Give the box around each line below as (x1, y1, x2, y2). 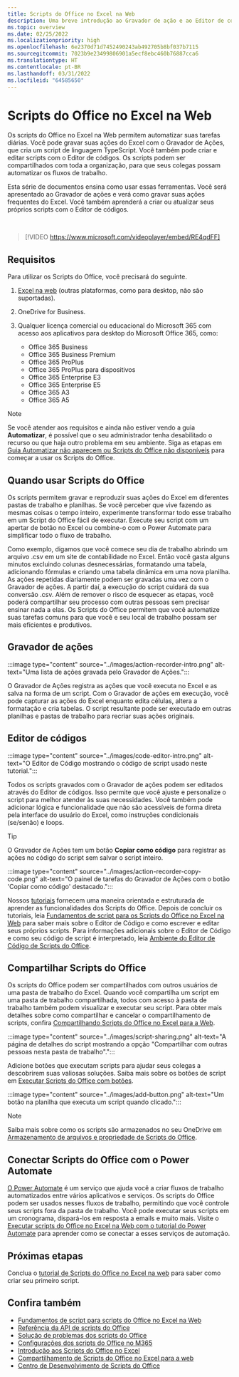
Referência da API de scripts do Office (17, 1323, 130, 1332)
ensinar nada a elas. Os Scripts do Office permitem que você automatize (7, 605, 221, 613)
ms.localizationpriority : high (7, 37, 100, 44)
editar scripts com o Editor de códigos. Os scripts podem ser (7, 154, 186, 162)
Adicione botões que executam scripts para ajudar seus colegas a (7, 1061, 201, 1070)
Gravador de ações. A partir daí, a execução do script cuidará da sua (7, 582, 210, 591)
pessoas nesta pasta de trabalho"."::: (7, 1048, 115, 1056)
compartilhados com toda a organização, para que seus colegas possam (7, 161, 221, 170)
